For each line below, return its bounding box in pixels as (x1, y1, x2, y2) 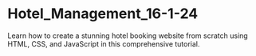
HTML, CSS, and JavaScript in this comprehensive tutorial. (7, 39, 200, 48)
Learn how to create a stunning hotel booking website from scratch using (7, 31, 248, 40)
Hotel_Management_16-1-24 (7, 5, 199, 23)
